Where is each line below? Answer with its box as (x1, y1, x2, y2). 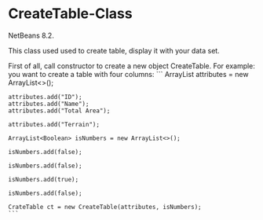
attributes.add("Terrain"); (8, 120, 100, 128)
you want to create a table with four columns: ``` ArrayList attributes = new (8, 69, 249, 79)
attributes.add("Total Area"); (8, 107, 111, 115)
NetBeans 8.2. (8, 31, 55, 40)
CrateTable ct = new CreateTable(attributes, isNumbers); (8, 203, 202, 211)
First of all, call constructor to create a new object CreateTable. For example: (8, 60, 255, 71)
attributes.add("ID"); (8, 93, 82, 101)
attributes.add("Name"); (8, 100, 89, 108)
